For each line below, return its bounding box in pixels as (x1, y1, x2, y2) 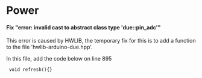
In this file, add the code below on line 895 (6, 55, 112, 62)
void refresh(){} (8, 67, 52, 73)
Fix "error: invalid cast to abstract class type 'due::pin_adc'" (6, 23, 161, 31)
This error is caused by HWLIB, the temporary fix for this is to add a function (6, 37, 196, 44)
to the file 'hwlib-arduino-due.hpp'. (6, 43, 93, 51)
